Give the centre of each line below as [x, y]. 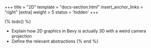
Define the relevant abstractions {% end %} [55, 41]
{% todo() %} [18, 22]
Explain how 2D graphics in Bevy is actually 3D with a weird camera [79, 31]
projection [21, 36]
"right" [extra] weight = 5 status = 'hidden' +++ [51, 12]
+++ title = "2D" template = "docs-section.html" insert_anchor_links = [74, 7]
